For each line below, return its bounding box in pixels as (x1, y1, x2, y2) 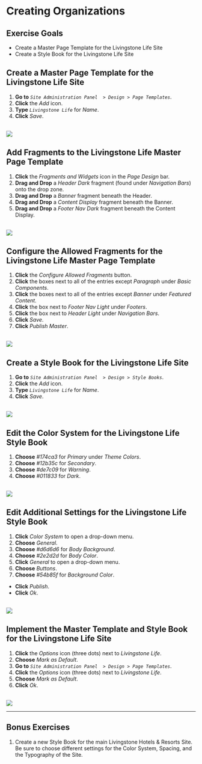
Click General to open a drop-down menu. (14, 558, 120, 566)
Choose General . (14, 539, 58, 546)
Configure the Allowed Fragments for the (6, 246, 164, 257)
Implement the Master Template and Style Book (6, 624, 188, 635)
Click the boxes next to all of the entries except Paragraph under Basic (14, 278, 191, 285)
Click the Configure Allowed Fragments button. (14, 272, 132, 279)
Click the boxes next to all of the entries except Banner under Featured (14, 290, 191, 298)
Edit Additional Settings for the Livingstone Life (6, 507, 187, 518)
